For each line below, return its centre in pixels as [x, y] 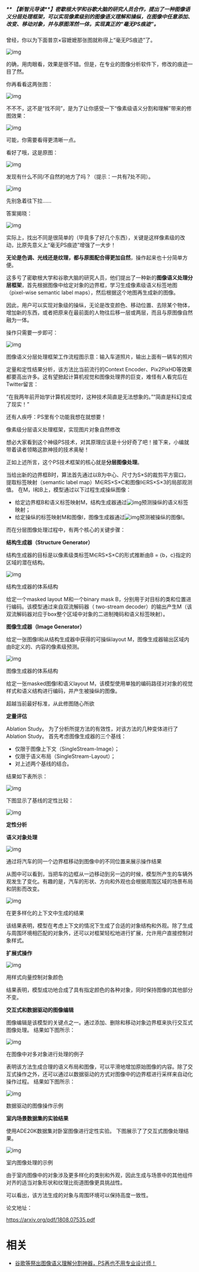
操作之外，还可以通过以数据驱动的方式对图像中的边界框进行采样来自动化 [105, 1074]
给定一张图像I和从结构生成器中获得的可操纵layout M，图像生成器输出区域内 [98, 639]
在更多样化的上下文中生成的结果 [45, 913]
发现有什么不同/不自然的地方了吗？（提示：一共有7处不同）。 [80, 176]
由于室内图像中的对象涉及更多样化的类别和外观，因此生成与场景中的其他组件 [99, 1175]
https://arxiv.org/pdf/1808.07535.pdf [51, 1219]
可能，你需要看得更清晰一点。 [42, 140]
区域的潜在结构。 [27, 562]
